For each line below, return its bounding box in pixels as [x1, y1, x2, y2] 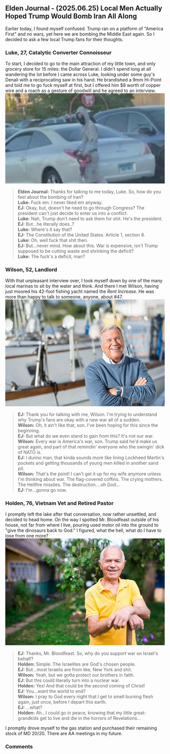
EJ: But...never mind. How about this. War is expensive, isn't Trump [17, 243, 158, 249]
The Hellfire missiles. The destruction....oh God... [17, 481, 120, 488]
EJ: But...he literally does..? [17, 221, 74, 227]
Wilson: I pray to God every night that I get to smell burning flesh [17, 693, 153, 700]
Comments [5, 743, 33, 750]
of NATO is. [17, 449, 42, 455]
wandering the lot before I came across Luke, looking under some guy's [5, 71, 155, 78]
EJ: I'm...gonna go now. [17, 487, 67, 493]
